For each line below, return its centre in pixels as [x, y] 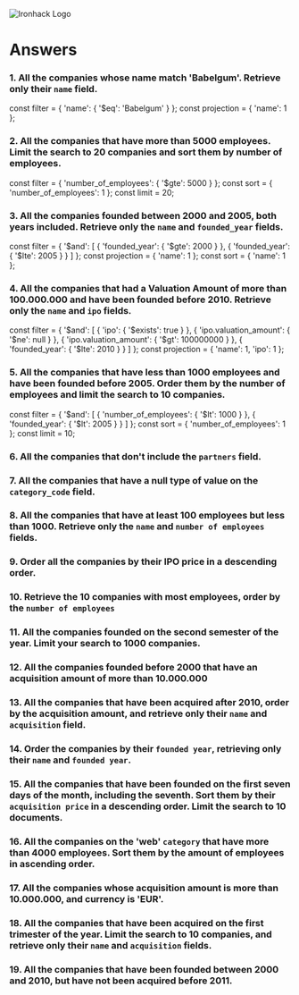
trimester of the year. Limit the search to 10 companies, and [141, 934]
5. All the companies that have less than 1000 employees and [145, 373]
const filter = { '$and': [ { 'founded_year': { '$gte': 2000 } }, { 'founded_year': [150, 247]
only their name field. [54, 89]
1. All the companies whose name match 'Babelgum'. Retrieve [145, 78]
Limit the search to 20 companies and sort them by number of [146, 152]
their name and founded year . [71, 760]
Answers [43, 50]
